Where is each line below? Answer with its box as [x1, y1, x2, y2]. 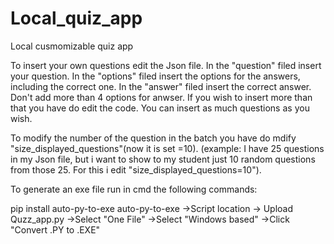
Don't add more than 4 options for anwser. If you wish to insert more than [10, 91, 313, 103]
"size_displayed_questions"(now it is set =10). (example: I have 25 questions [10, 142, 325, 154]
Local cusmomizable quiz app [10, 40, 134, 52]
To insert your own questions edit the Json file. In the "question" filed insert [10, 59, 322, 71]
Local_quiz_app [10, 7, 143, 30]
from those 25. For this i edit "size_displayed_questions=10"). [10, 163, 262, 176]
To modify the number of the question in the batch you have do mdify [10, 132, 297, 144]
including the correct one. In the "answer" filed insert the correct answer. [10, 80, 312, 92]
